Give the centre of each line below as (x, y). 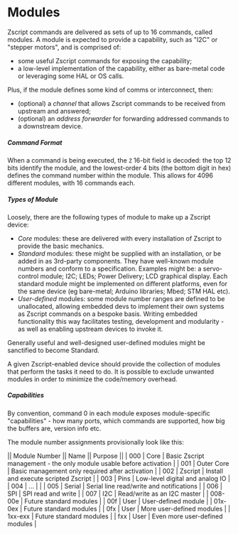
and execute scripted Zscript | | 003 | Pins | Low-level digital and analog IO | (119, 478)
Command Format (35, 142)
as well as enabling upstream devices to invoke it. (90, 329)
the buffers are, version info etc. (54, 428)
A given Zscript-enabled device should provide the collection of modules (114, 364)
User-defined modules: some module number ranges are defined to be (121, 298)
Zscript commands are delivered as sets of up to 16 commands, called (110, 32)
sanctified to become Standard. (53, 350)
